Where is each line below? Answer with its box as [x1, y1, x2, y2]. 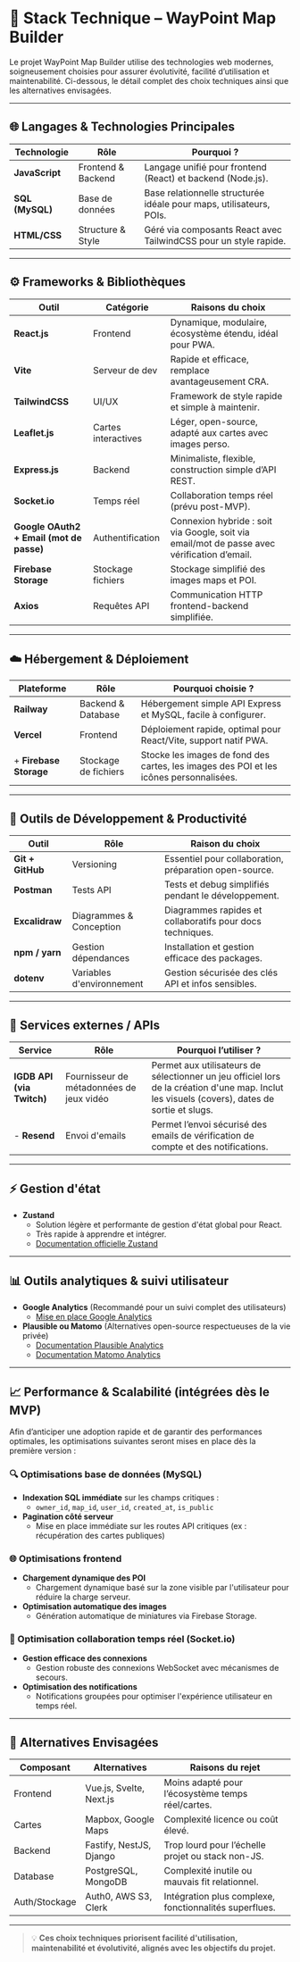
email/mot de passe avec [170, 537, 276, 549]
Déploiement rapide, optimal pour [140, 723, 281, 736]
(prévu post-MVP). [170, 500, 251, 513]
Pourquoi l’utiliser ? [177, 1044, 262, 1056]
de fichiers [79, 765, 125, 778]
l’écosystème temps [163, 1788, 248, 1800]
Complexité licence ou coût [163, 1813, 279, 1825]
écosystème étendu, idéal [170, 327, 279, 339]
